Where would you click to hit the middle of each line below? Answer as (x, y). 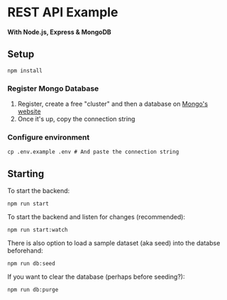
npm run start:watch (38, 230)
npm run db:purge (33, 290)
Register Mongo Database (53, 88)
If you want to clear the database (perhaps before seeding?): (96, 277)
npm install (25, 71)
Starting (26, 173)
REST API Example (63, 12)
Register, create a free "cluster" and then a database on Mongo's (112, 104)
